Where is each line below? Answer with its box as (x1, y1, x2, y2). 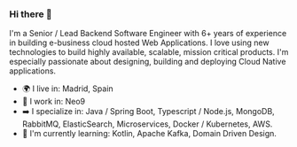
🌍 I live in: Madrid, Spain (21, 83, 113, 94)
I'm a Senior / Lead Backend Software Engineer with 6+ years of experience (9, 28, 287, 39)
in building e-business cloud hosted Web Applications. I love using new (9, 37, 270, 48)
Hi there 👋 (9, 8, 53, 20)
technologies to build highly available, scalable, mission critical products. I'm (9, 47, 289, 58)
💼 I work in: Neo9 (21, 97, 86, 107)
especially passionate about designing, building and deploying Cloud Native (9, 57, 286, 67)
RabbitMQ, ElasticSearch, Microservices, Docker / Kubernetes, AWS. (21, 119, 273, 129)
